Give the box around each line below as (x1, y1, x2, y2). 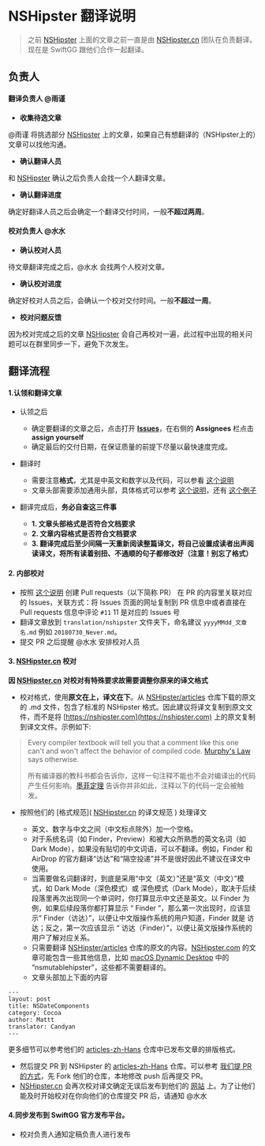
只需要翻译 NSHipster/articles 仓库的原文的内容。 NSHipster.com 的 (31, 942, 250, 952)
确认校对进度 (19, 278, 62, 288)
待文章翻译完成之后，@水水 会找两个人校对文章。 (8, 262, 170, 271)
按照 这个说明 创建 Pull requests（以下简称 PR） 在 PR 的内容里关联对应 (19, 587, 252, 597)
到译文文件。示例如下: (19, 722, 91, 731)
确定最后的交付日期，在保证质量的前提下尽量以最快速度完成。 (31, 442, 233, 451)
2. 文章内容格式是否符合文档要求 (31, 529, 136, 538)
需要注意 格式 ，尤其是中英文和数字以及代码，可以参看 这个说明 (31, 476, 234, 485)
